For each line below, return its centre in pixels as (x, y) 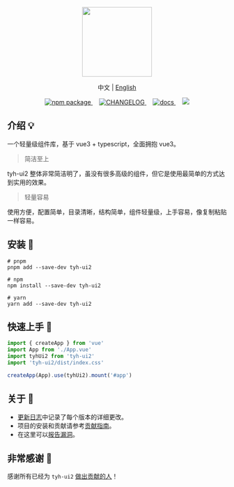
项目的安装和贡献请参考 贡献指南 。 (66, 426)
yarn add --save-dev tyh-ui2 (49, 304)
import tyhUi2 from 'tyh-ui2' (51, 356)
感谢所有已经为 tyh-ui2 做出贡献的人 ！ (63, 477)
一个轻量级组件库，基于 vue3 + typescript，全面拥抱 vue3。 (93, 144)
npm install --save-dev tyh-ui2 (54, 286)
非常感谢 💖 (30, 459)
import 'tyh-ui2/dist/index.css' (56, 363)
